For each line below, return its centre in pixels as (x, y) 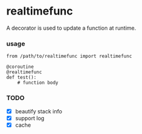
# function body (38, 83)
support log (30, 118)
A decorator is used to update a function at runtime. (71, 28)
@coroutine (20, 67)
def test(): (21, 78)
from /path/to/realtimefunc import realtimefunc (69, 56)
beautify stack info (39, 111)
